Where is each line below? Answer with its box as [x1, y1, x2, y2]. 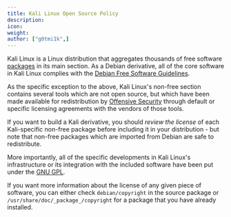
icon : [7, 23, 23, 30]
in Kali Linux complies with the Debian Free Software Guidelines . [7, 70, 190, 78]
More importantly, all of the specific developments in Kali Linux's [7, 153, 191, 162]
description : [7, 17, 45, 23]
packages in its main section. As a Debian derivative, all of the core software [7, 62, 225, 70]
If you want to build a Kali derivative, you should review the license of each [7, 118, 219, 126]
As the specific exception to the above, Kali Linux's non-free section [7, 83, 201, 91]
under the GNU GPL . [7, 168, 66, 176]
